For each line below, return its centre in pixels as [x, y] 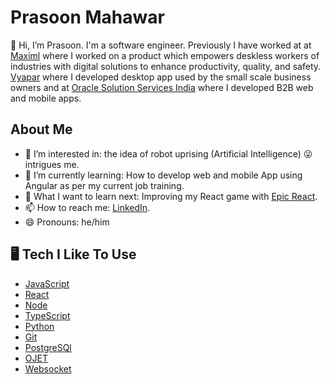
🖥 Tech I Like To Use [73, 254]
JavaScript [47, 283]
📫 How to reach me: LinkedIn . [87, 207]
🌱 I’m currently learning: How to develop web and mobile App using [163, 175]
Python [39, 326]
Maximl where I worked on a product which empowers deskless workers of [165, 55]
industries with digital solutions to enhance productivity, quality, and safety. [166, 66]
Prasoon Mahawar [87, 17]
